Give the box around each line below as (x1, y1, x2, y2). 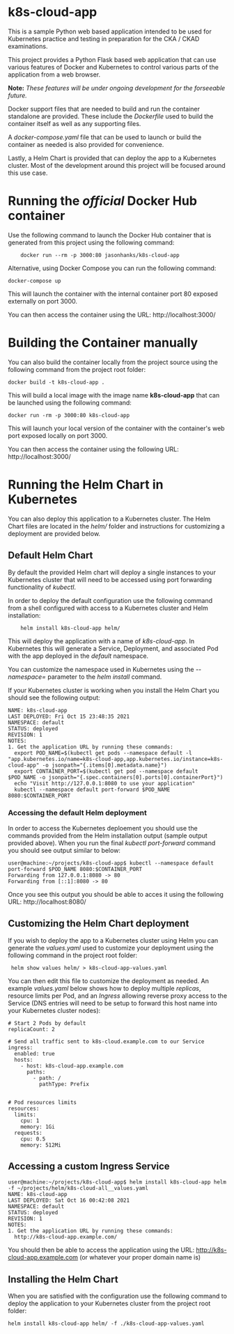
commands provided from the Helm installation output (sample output (8, 831, 208, 840)
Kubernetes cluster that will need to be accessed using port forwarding (8, 575, 212, 583)
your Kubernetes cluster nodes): (8, 1006, 101, 1014)
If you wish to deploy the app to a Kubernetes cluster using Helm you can (8, 936, 219, 944)
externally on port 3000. (8, 297, 78, 305)
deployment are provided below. (8, 529, 100, 537)
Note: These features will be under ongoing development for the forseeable (8, 84, 226, 92)
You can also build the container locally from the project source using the (8, 358, 218, 366)
